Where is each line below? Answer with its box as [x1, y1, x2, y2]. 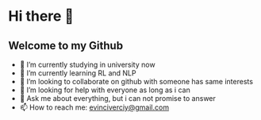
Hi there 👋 [8, 7, 74, 25]
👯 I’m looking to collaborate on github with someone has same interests [19, 77, 254, 86]
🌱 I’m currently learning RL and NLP [19, 68, 136, 78]
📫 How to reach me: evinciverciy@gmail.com [19, 103, 169, 112]
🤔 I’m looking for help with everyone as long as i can [19, 85, 190, 95]
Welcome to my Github [8, 39, 124, 52]
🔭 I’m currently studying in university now [19, 60, 156, 69]
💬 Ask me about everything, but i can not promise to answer [19, 94, 217, 103]
